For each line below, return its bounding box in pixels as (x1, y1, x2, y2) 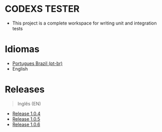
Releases (5, 84, 45, 95)
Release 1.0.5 (12, 116, 40, 122)
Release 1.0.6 (12, 121, 40, 127)
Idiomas (5, 43, 39, 55)
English (12, 65, 28, 72)
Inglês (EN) (17, 100, 42, 106)
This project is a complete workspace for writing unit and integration (12, 20, 157, 26)
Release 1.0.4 (12, 111, 40, 117)
